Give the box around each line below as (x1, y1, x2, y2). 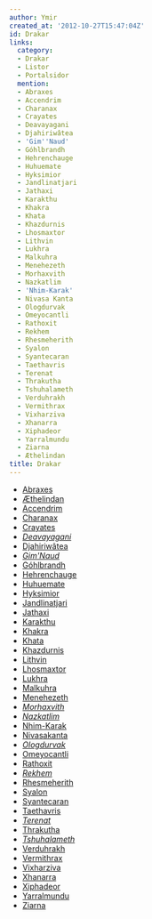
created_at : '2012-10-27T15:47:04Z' (9, 21, 145, 30)
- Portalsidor (17, 71, 69, 80)
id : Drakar (9, 29, 50, 38)
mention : (17, 79, 50, 88)
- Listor (17, 63, 50, 72)
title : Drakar (9, 460, 62, 469)
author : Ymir (9, 12, 58, 22)
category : (17, 46, 53, 55)
